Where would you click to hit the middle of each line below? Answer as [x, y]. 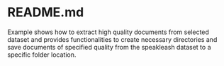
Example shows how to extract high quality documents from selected [108, 32]
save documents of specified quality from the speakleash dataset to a [109, 47]
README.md [46, 12]
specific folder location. [42, 55]
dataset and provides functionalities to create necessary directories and [112, 39]
